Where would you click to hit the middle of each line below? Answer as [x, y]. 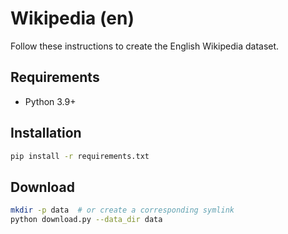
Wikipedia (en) [72, 18]
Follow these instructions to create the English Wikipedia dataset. [145, 46]
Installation [46, 133]
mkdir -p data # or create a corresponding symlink [122, 210]
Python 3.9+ [50, 101]
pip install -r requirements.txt [80, 156]
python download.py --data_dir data [86, 220]
